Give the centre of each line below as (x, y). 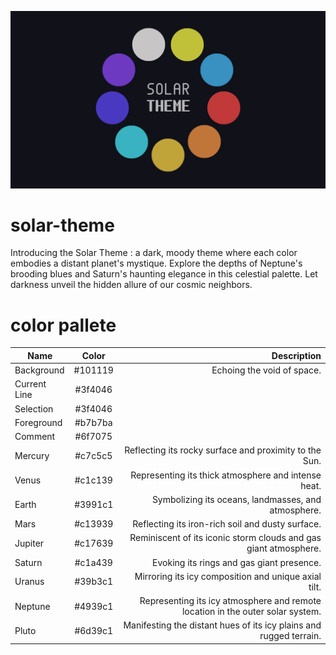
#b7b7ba (93, 422)
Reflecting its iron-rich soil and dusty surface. (227, 524)
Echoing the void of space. (266, 370)
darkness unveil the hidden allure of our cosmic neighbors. (131, 285)
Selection (34, 408)
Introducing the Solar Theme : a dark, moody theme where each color (154, 253)
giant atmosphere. (284, 548)
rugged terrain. (290, 636)
